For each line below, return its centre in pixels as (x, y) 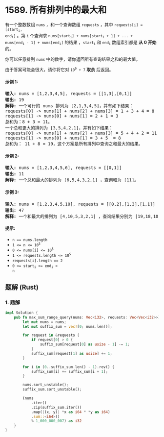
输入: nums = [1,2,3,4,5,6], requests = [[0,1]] (63, 168)
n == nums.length (30, 240)
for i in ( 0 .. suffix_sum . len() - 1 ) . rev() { (69, 367)
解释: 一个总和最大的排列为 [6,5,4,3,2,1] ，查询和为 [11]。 (72, 180)
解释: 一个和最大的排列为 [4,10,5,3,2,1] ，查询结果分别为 (69, 216)
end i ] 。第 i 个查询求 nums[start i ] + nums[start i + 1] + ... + (69, 36)
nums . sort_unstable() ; (46, 385)
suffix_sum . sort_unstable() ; (52, 389)
